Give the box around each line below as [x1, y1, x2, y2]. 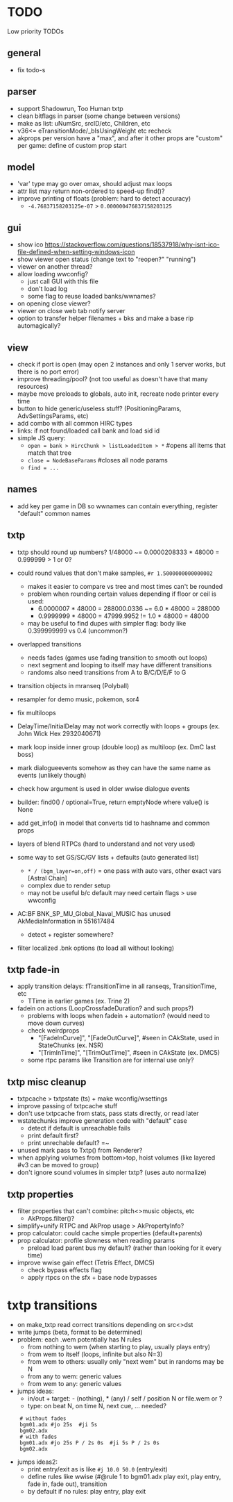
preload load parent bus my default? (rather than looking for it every [27, 1244, 222, 1252]
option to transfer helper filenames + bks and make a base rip [17, 314, 194, 323]
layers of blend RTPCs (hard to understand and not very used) [17, 840, 196, 848]
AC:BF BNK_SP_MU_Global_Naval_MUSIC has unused [17, 909, 171, 917]
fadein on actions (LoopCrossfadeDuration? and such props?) [17, 1004, 194, 1012]
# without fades [19, 1415, 67, 1422]
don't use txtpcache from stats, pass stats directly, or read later [17, 1109, 199, 1118]
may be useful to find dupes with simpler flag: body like [27, 619, 187, 627]
